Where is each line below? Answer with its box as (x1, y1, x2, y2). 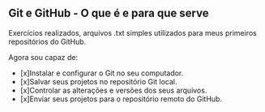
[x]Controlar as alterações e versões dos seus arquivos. (19, 85, 207, 95)
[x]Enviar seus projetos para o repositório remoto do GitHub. (19, 93, 223, 104)
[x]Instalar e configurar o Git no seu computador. (19, 68, 184, 78)
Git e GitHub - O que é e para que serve (8, 6, 209, 20)
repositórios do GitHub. (8, 37, 87, 46)
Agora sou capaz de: (8, 52, 79, 62)
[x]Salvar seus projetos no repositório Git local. (19, 76, 177, 86)
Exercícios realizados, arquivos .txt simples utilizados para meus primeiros (8, 28, 257, 37)
